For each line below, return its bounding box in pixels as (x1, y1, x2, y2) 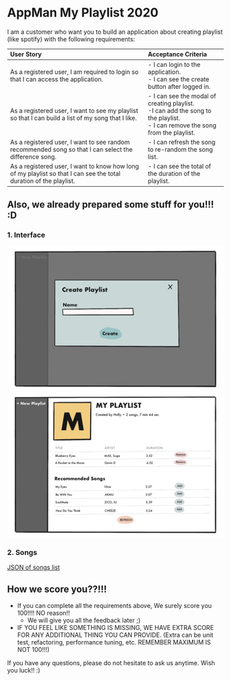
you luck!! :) (7, 667, 41, 675)
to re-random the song (147, 145, 213, 154)
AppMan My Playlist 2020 (7, 5, 159, 21)
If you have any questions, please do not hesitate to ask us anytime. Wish (7, 659, 215, 667)
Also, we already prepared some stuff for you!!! (7, 199, 214, 211)
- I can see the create (147, 74, 210, 83)
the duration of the (147, 170, 201, 178)
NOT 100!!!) (16, 646, 50, 654)
